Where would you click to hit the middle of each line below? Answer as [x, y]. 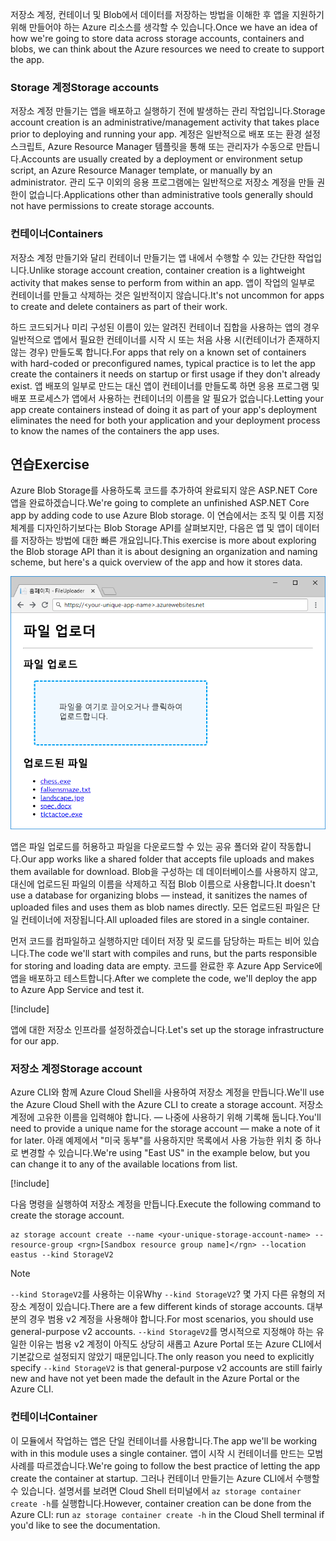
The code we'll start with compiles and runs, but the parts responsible [173, 954]
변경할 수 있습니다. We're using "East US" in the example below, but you [165, 1153]
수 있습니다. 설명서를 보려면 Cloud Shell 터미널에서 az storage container [156, 1490]
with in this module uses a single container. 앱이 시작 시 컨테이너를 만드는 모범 [167, 1453]
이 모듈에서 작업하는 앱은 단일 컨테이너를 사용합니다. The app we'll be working [164, 1440]
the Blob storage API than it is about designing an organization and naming [164, 552]
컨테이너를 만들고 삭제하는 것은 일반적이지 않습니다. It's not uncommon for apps [167, 295]
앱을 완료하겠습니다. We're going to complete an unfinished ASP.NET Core [160, 503]
